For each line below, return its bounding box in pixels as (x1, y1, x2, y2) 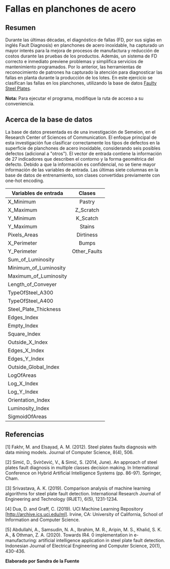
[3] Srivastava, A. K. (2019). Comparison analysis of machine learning (5, 485, 151, 491)
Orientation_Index (8, 396, 50, 403)
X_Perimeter (8, 239, 38, 247)
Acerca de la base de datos (5, 115, 93, 124)
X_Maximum (8, 206, 38, 214)
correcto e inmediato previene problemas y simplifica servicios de (5, 58, 144, 64)
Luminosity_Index (8, 405, 50, 412)
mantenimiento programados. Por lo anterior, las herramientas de (5, 64, 142, 70)
